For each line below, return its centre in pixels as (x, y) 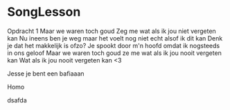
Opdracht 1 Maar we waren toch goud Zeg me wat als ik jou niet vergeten (112, 31)
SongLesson (44, 12)
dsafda (17, 100)
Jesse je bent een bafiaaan (46, 74)
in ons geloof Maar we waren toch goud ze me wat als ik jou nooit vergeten (114, 53)
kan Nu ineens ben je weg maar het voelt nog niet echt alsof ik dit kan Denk (115, 38)
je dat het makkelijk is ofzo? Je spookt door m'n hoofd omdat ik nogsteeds (114, 45)
